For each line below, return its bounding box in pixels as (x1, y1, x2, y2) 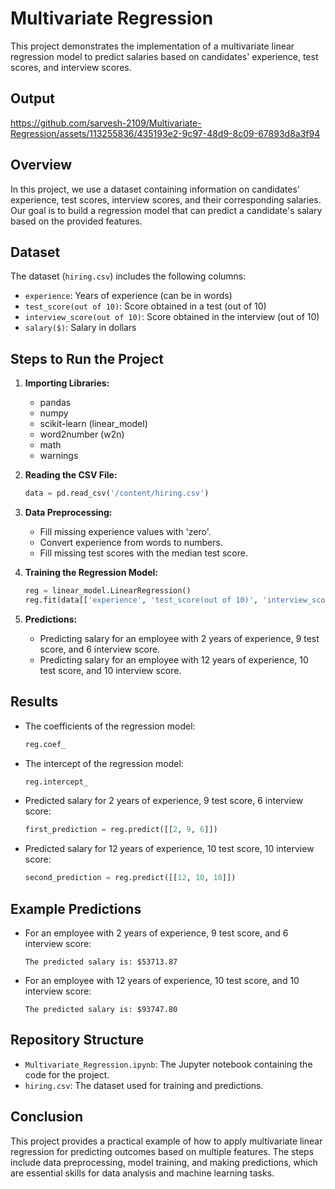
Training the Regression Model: (24, 567, 158, 579)
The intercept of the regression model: (24, 757, 184, 769)
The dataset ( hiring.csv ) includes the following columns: (10, 270, 247, 282)
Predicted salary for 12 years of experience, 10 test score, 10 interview (24, 843, 315, 855)
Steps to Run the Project (10, 350, 165, 367)
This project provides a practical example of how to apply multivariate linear (10, 1135, 323, 1147)
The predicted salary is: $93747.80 (24, 1004, 178, 1014)
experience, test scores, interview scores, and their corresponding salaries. (10, 193, 322, 206)
